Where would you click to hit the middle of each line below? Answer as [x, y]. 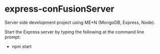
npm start [21, 46]
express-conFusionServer [60, 9]
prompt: [13, 37]
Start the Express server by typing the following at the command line [74, 32]
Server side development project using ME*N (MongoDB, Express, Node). [80, 22]
